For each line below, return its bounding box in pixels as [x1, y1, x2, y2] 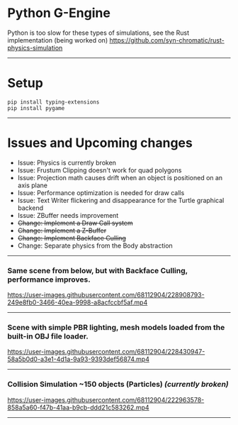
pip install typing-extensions [7, 98, 100, 106]
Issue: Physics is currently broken [17, 158, 117, 167]
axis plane [17, 181, 48, 189]
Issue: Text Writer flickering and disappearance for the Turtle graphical [17, 196, 225, 204]
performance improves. [7, 275, 91, 285]
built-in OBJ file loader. [7, 331, 89, 341]
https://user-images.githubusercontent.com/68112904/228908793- [7, 291, 205, 299]
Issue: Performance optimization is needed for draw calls [17, 188, 185, 197]
